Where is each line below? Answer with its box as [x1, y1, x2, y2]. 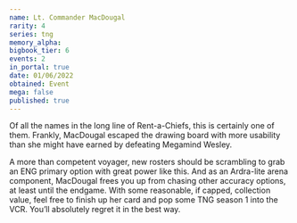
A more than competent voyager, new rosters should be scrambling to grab [9, 157, 285, 168]
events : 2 [9, 54, 46, 63]
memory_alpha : [9, 37, 62, 47]
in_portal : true [9, 63, 70, 72]
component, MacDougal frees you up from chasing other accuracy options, [9, 176, 286, 186]
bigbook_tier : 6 [9, 46, 70, 55]
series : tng [9, 29, 54, 38]
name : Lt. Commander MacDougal [9, 12, 126, 22]
